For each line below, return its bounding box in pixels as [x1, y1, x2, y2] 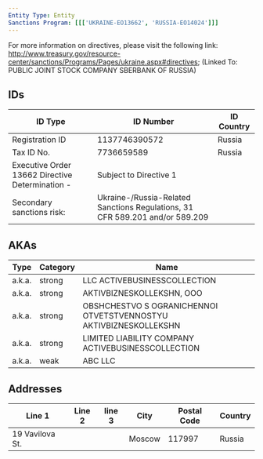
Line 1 [26, 410, 50, 421]
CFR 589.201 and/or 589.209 [97, 212, 209, 223]
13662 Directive [12, 169, 73, 180]
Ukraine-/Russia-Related [97, 192, 191, 203]
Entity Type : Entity [8, 11, 76, 20]
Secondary [12, 197, 52, 208]
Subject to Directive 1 [97, 169, 177, 180]
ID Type [36, 116, 66, 127]
